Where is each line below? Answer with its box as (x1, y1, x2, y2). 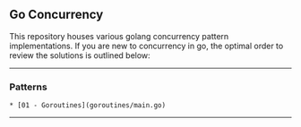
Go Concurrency (9, 7, 104, 22)
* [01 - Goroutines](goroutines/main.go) (9, 101, 167, 110)
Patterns (9, 80, 47, 93)
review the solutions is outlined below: (9, 49, 150, 61)
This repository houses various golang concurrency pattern (9, 30, 229, 41)
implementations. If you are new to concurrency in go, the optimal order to (9, 40, 284, 51)
